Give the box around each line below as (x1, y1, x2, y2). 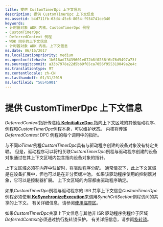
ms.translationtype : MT (5, 67, 54, 71)
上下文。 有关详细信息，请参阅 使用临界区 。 (13, 200, 101, 205)
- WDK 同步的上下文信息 (5, 39, 48, 44)
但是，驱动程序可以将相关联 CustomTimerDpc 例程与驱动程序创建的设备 (14, 148, 158, 154)
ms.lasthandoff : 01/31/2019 (5, 75, 63, 80)
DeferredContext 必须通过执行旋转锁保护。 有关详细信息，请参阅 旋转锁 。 (5, 216, 152, 222)
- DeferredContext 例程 (5, 35, 52, 40)
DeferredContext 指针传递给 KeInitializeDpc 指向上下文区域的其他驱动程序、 (5, 119, 158, 125)
